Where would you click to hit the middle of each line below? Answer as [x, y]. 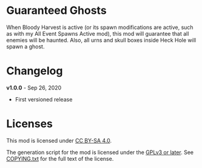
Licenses [30, 124]
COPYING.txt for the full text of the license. [60, 158]
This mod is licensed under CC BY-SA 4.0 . [59, 140]
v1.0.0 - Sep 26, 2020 [34, 88]
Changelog [35, 71]
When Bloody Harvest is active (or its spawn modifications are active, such [100, 27]
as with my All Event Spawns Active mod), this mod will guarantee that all [98, 33]
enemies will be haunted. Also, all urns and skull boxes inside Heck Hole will [101, 40]
